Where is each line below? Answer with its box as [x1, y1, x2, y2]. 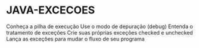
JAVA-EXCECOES [6, 4, 95, 17]
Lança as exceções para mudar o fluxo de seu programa [6, 35, 145, 42]
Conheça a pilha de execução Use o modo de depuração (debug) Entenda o [6, 23, 194, 30]
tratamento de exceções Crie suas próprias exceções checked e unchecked [6, 29, 194, 36]
